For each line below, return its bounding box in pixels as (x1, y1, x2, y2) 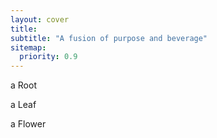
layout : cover (10, 14, 70, 25)
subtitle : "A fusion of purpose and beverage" (10, 33, 208, 43)
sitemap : (10, 42, 47, 53)
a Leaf (10, 99, 37, 111)
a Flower (10, 118, 47, 130)
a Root (10, 79, 37, 91)
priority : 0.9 (19, 52, 78, 62)
